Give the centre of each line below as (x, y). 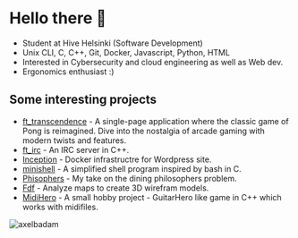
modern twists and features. (74, 140)
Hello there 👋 (58, 18)
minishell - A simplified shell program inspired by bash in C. (132, 168)
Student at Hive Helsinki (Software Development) (112, 43)
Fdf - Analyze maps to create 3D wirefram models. (115, 188)
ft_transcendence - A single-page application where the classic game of (155, 121)
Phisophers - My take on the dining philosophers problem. (129, 178)
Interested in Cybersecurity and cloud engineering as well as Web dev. (153, 62)
